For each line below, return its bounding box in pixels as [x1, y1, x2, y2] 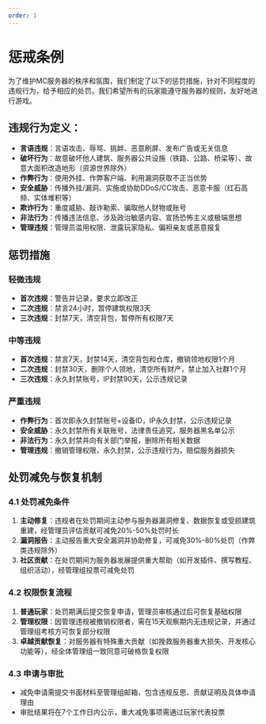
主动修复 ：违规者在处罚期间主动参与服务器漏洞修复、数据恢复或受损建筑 [19, 516, 256, 525]
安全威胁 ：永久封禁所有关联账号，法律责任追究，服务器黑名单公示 [19, 425, 235, 435]
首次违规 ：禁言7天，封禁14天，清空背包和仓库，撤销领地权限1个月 [19, 354, 236, 364]
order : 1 [8, 11, 37, 20]
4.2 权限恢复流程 [8, 587, 73, 598]
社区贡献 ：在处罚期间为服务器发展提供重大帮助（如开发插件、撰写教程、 [19, 555, 256, 565]
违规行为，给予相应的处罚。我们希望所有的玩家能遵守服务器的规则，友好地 [8, 86, 251, 95]
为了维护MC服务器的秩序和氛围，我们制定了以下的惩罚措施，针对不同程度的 [8, 76, 256, 86]
